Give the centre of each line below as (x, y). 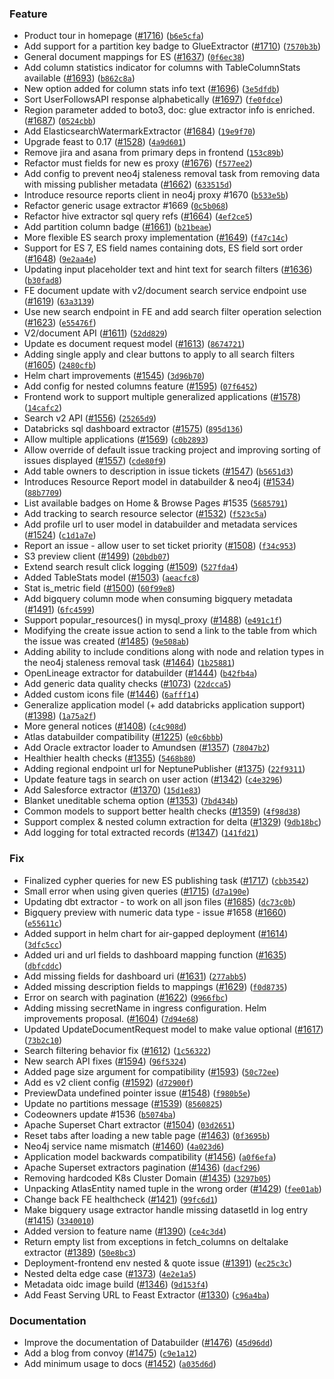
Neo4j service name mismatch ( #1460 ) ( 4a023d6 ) (124, 1146)
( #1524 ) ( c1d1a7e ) (60, 535)
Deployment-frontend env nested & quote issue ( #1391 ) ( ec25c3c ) (158, 1263)
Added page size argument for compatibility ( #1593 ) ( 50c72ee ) (151, 1071)
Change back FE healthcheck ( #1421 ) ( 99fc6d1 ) (121, 1199)
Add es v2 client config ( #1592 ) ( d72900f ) (108, 1082)
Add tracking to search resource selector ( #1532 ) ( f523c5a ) (145, 514)
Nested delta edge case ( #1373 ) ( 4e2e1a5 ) (110, 1273)
